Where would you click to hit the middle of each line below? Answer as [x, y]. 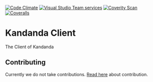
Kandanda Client [40, 33]
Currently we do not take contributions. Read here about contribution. [76, 74]
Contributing [25, 62]
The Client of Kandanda [29, 47]
